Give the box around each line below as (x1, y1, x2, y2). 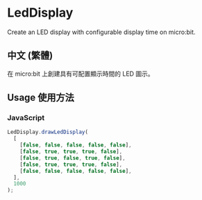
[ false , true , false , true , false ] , (19, 154, 126, 161)
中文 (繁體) (7, 50, 53, 62)
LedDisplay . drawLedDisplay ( (7, 128, 89, 136)
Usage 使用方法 (7, 92, 75, 103)
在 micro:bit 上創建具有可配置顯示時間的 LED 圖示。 (7, 69, 154, 78)
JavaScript (7, 113, 45, 123)
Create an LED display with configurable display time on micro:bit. (7, 28, 196, 36)
